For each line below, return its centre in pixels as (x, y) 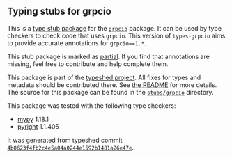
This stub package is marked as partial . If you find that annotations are (109, 56)
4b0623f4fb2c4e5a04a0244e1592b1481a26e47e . (71, 147)
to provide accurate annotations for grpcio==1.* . (77, 43)
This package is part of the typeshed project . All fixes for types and (104, 77)
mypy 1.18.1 (33, 119)
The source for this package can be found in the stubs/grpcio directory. (110, 92)
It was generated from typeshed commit (65, 140)
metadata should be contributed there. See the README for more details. (112, 85)
